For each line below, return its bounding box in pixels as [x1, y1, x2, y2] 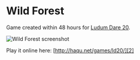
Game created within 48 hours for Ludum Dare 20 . [6, 24, 130, 31]
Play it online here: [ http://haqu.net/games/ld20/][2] [6, 46, 135, 54]
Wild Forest [6, 4, 65, 18]
